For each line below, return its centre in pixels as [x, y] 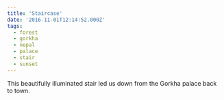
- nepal [24, 45]
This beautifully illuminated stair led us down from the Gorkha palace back [112, 83]
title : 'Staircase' [35, 13]
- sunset [26, 64]
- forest [26, 32]
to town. [19, 90]
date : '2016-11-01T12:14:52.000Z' [57, 20]
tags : [15, 26]
